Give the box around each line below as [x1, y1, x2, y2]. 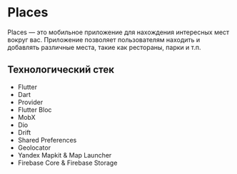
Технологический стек [7, 63, 115, 76]
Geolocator [17, 143, 51, 152]
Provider [17, 98, 44, 106]
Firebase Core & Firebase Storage [17, 158, 118, 167]
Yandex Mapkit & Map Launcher [17, 150, 112, 159]
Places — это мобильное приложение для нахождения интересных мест [7, 28, 230, 36]
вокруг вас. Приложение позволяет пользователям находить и [7, 35, 201, 43]
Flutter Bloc [17, 105, 52, 114]
